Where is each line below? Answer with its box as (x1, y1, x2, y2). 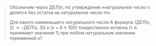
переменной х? (9, 35, 43, 41)
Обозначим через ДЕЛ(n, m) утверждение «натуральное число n (9, 4, 150, 10)
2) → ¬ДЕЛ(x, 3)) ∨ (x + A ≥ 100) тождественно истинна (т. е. (9, 24, 138, 30)
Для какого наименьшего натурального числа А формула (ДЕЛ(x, (9, 19, 151, 25)
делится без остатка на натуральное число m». (9, 9, 112, 15)
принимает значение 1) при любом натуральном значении (9, 30, 136, 35)
